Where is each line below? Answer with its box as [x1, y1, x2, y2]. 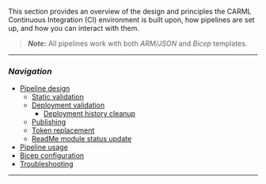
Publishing [31, 118, 66, 127]
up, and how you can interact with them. [8, 24, 140, 32]
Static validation [31, 92, 85, 102]
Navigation [8, 66, 53, 77]
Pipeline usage [19, 142, 69, 152]
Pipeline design [19, 84, 70, 93]
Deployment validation [31, 100, 105, 110]
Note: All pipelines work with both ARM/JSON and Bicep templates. [27, 39, 248, 48]
